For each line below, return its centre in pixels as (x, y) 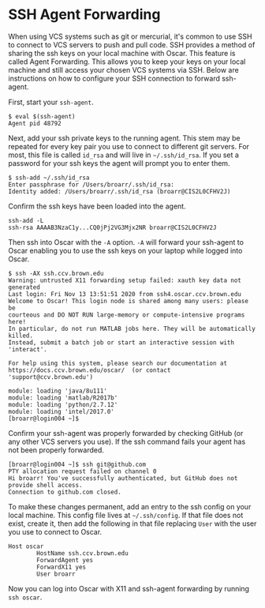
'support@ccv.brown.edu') (50, 377)
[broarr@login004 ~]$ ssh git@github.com (77, 464)
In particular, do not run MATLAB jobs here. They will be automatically (132, 328)
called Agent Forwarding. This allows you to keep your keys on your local (127, 62)
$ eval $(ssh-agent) (42, 116)
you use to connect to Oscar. (55, 531)
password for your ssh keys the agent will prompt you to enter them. (119, 163)
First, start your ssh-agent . (51, 102)
